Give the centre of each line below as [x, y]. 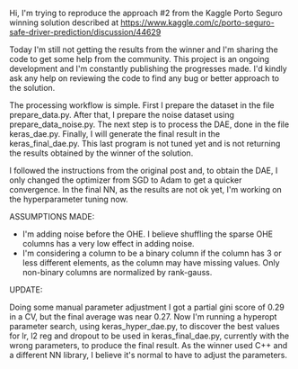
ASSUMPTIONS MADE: [52, 216]
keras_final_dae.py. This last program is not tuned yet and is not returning [145, 144]
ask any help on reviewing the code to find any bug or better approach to [145, 78]
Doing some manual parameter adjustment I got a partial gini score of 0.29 [147, 307]
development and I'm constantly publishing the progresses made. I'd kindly [148, 68]
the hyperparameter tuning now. [69, 199]
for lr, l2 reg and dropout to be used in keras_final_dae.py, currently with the [149, 336]
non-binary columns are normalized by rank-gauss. [117, 272]
